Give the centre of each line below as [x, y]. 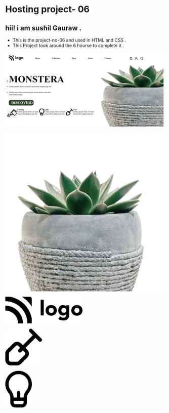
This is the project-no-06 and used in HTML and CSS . [69, 40]
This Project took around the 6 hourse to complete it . [68, 46]
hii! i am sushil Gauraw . [44, 28]
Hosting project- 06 [48, 9]
